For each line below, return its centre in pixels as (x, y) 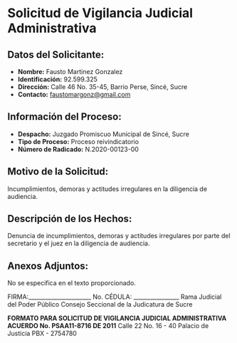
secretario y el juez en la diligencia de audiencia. (79, 243)
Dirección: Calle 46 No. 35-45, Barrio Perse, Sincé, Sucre (102, 87)
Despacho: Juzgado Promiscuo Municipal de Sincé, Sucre (104, 134)
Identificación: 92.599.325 (57, 79)
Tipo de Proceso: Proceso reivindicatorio (78, 141)
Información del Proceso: (65, 117)
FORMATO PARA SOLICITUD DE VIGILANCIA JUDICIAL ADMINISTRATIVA (117, 318)
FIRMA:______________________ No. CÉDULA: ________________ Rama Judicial (115, 297)
